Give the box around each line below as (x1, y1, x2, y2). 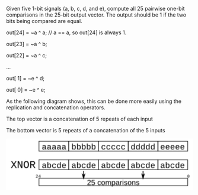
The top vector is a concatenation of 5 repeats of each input (6, 115, 153, 122)
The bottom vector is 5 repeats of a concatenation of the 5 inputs (6, 127, 165, 134)
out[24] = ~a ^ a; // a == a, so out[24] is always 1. (6, 29, 127, 36)
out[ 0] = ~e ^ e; (6, 86, 46, 93)
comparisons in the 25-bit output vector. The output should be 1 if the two (6, 11, 187, 18)
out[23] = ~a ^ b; (6, 41, 47, 47)
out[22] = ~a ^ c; (6, 52, 47, 58)
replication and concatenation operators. (6, 104, 106, 111)
